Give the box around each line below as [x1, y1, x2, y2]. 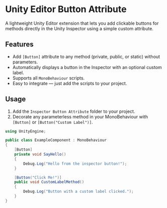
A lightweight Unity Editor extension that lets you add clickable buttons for [5, 20, 159, 26]
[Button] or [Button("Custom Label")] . [12, 119, 93, 125]
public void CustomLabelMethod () [14, 180, 85, 185]
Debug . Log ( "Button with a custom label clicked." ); [23, 189, 134, 194]
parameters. [12, 59, 38, 65]
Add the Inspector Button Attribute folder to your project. [12, 108, 135, 114]
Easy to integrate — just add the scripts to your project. [12, 80, 127, 86]
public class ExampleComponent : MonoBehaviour [5, 137, 107, 143]
